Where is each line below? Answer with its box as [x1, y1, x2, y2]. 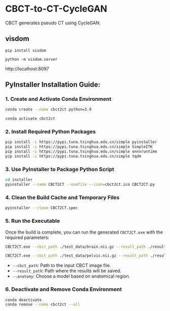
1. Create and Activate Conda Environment [5, 96, 111, 103]
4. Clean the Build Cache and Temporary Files [5, 193, 120, 201]
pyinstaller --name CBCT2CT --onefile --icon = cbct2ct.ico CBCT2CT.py [5, 182, 155, 187]
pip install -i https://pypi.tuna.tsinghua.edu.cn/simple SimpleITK [5, 144, 153, 149]
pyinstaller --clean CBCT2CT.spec [5, 206, 78, 211]
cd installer [5, 177, 33, 182]
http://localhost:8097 [5, 65, 49, 71]
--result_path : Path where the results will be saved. [12, 268, 121, 274]
